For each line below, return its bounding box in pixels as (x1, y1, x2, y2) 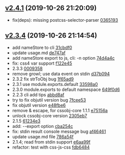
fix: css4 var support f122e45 (12, 60, 72, 66)
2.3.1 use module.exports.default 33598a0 (12, 81, 98, 87)
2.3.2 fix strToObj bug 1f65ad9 (12, 76, 74, 82)
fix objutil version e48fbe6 (12, 102, 66, 108)
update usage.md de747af (12, 49, 65, 56)
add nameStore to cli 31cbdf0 (12, 44, 72, 50)
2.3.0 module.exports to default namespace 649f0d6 (12, 86, 120, 92)
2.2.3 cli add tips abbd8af (12, 91, 64, 98)
